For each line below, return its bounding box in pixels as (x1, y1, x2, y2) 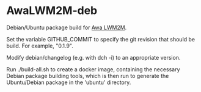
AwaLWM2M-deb (6, 4, 98, 18)
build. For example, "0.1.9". (6, 42, 73, 49)
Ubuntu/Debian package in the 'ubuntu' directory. (6, 79, 131, 86)
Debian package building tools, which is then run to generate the (6, 72, 169, 79)
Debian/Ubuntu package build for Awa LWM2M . (6, 24, 127, 31)
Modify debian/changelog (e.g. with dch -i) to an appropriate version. (6, 54, 181, 61)
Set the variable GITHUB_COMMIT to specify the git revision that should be (6, 35, 196, 43)
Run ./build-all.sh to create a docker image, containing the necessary (6, 65, 180, 73)
